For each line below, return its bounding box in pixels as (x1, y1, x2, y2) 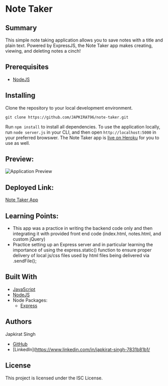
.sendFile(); (12, 258, 37, 264)
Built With (5, 272, 37, 282)
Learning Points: (5, 211, 59, 220)
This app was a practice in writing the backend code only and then (12, 225, 153, 231)
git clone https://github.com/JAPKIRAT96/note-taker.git (5, 115, 129, 120)
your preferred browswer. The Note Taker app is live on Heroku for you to (5, 134, 159, 141)
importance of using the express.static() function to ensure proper (12, 247, 152, 253)
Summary (5, 24, 37, 32)
